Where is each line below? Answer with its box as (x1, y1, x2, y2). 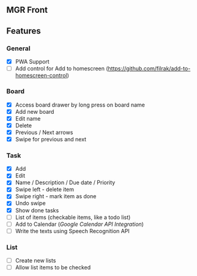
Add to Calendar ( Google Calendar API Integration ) (15, 220, 144, 228)
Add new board (15, 108, 54, 115)
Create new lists (15, 257, 56, 264)
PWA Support (15, 58, 50, 65)
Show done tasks (15, 206, 59, 214)
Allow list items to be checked (15, 264, 91, 271)
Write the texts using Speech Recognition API (15, 227, 130, 234)
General (6, 44, 31, 53)
